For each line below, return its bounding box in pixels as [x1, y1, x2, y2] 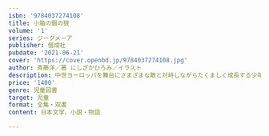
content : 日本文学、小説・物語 [8, 109, 101, 117]
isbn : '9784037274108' [8, 11, 84, 20]
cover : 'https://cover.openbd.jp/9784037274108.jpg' [8, 57, 188, 65]
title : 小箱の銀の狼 [8, 19, 70, 27]
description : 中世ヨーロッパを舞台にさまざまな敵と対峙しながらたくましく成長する [8, 71, 252, 79]
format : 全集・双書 [8, 101, 67, 109]
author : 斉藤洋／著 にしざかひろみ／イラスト [8, 64, 143, 72]
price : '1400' [8, 78, 56, 86]
